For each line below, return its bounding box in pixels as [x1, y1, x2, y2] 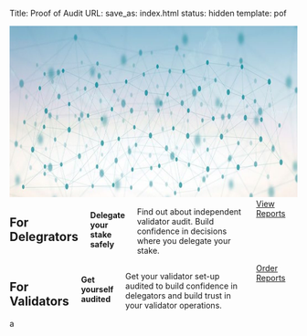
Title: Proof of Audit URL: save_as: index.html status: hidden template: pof [9, 8, 288, 18]
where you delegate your [136, 236, 231, 246]
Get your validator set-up [124, 271, 220, 281]
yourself [80, 283, 114, 295]
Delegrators [9, 229, 79, 245]
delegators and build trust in [124, 290, 231, 300]
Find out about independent [136, 206, 242, 217]
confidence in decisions [136, 226, 228, 236]
